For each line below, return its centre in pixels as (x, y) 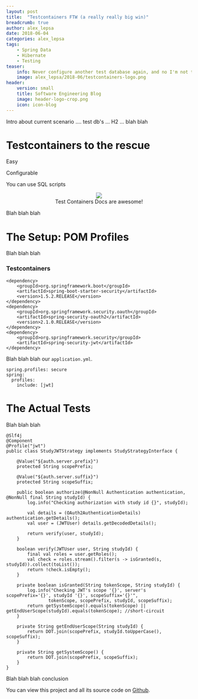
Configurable (22, 173)
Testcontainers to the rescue (78, 145)
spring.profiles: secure (37, 370)
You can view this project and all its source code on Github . (78, 690)
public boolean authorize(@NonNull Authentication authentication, (101, 492)
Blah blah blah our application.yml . (49, 359)
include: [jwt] (35, 385)
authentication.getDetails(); (43, 518)
